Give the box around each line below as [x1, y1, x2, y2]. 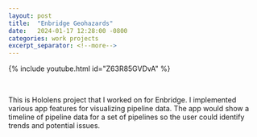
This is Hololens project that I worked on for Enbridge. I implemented [8, 95, 237, 105]
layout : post [8, 11, 52, 20]
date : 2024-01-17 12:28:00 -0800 [8, 27, 128, 35]
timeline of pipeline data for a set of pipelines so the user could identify [8, 112, 245, 122]
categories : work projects [8, 34, 99, 43]
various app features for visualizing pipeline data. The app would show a [8, 104, 250, 114]
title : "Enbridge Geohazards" [8, 19, 114, 27]
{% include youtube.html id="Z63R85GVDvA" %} [8, 64, 171, 73]
